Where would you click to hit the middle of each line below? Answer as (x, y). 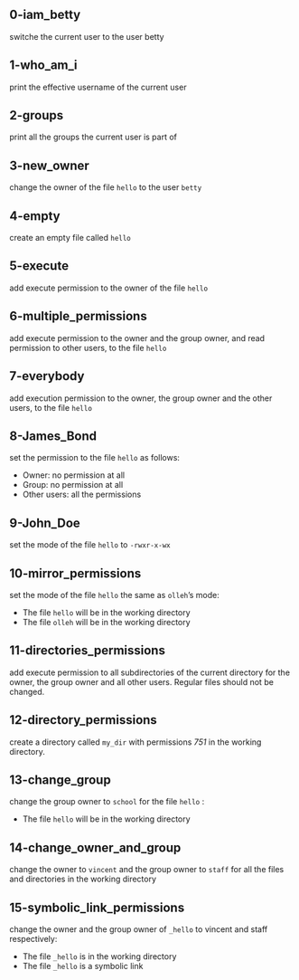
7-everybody (47, 376)
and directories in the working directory (83, 879)
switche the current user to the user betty (87, 36)
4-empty (35, 216)
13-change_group (60, 780)
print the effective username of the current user (98, 87)
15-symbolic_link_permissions (97, 907)
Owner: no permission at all (73, 475)
